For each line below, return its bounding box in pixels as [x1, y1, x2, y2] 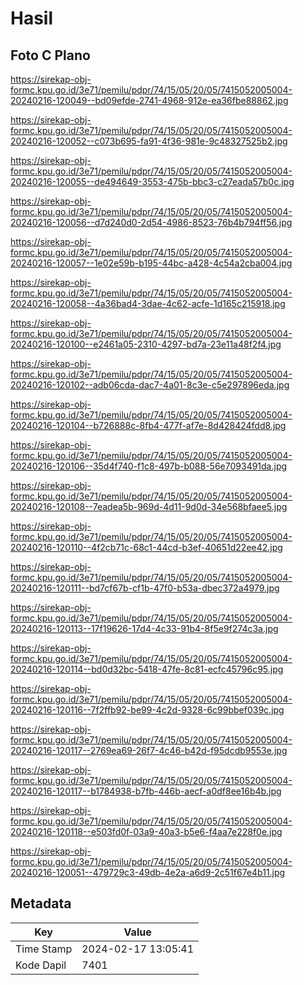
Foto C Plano [10, 47, 91, 64]
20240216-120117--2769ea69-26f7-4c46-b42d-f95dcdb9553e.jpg [10, 745, 288, 756]
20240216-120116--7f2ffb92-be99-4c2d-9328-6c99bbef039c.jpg [10, 704, 285, 716]
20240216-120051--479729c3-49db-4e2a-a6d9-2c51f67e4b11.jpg [10, 867, 286, 878]
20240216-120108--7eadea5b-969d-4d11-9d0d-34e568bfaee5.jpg [10, 501, 288, 512]
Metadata [10, 895, 72, 912]
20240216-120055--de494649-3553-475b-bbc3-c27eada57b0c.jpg [10, 176, 295, 187]
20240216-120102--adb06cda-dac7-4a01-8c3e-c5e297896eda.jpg [10, 379, 290, 391]
